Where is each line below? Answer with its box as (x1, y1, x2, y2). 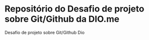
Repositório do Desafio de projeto (4, 3, 145, 14)
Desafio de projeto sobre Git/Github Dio (4, 29, 85, 35)
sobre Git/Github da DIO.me (4, 13, 119, 25)
